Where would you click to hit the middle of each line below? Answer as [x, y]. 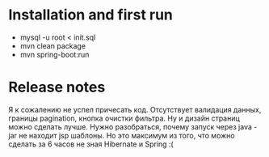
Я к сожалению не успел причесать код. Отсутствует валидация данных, [135, 109]
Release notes [57, 87]
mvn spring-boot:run [55, 54]
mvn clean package [53, 45]
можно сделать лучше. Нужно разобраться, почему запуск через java [130, 126]
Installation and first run [91, 15]
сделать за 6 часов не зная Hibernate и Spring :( [91, 144]
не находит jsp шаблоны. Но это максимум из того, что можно [127, 135]
